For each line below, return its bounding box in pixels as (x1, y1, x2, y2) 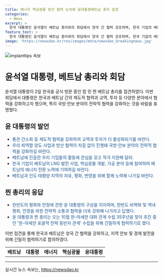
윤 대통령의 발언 (5, 122, 49, 131)
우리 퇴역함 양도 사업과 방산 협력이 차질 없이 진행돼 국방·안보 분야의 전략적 (12, 142, 152, 148)
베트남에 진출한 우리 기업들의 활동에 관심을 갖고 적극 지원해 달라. (12, 154, 134, 160)
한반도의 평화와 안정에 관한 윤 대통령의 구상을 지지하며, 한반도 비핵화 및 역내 (12, 202, 156, 208)
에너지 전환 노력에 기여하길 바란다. (25, 166, 90, 173)
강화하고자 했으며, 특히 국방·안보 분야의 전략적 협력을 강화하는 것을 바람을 (14, 101, 153, 106)
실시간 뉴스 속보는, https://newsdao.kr (5, 267, 79, 273)
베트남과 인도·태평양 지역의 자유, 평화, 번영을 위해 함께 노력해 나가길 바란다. (12, 173, 154, 178)
